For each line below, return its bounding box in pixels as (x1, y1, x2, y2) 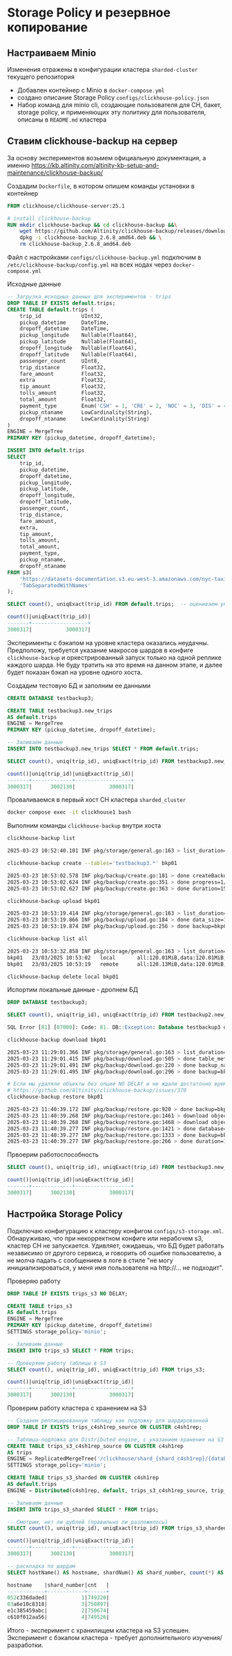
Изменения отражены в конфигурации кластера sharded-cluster (7, 66, 198, 73)
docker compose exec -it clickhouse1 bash (7, 809, 131, 816)
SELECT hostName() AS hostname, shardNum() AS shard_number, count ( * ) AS (7, 1569, 224, 1576)
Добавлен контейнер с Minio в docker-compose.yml (17, 86, 165, 94)
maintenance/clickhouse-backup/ (7, 168, 104, 177)
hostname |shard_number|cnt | (7, 1581, 110, 1588)
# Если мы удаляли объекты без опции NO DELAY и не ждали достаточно (7, 1081, 212, 1087)
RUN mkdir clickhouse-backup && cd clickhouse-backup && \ (7, 221, 177, 229)
